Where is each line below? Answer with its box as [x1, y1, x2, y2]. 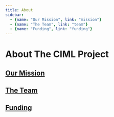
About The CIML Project [5, 49, 109, 60]
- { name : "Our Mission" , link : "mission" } [10, 17, 102, 22]
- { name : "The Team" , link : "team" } [10, 21, 88, 27]
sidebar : [5, 12, 24, 17]
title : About [5, 7, 33, 13]
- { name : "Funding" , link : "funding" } [10, 27, 93, 32]
